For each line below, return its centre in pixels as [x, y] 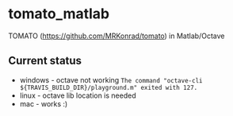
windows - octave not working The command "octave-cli [111, 79]
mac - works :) [44, 103]
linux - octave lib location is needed [78, 95]
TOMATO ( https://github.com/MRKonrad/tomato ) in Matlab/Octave [116, 36]
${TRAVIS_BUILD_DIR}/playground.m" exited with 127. [109, 87]
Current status [45, 61]
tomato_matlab [59, 14]
